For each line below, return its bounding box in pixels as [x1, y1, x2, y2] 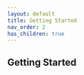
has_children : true [7, 30, 65, 37]
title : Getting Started [7, 17, 78, 24]
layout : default [7, 10, 55, 18]
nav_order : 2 [7, 23, 46, 30]
